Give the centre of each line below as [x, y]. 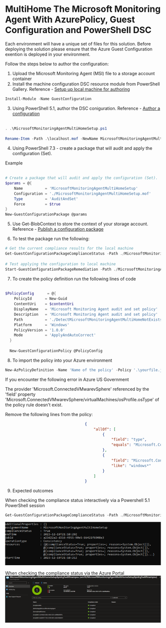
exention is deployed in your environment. [48, 54]
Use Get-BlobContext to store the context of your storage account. [80, 224]
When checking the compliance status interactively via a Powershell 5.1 [77, 501]
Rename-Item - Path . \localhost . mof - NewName [52, 139]
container [22, 79]
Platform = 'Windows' [42, 325]
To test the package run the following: [51, 239]
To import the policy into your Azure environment [62, 360]
